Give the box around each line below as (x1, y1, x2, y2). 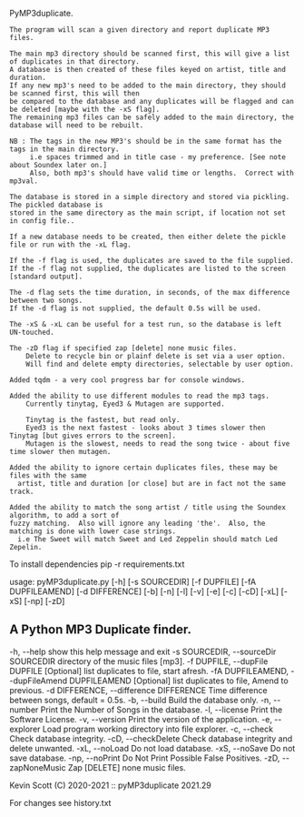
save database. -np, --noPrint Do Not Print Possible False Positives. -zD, (9, 752, 280, 763)
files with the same (9, 471, 88, 480)
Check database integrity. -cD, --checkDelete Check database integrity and (9, 732, 293, 744)
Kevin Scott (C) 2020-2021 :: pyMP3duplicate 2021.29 (9, 780, 211, 791)
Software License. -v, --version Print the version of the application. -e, (9, 713, 272, 724)
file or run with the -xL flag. (9, 240, 132, 249)
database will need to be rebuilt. (9, 121, 144, 130)
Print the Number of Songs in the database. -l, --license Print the (40, 704, 283, 715)
